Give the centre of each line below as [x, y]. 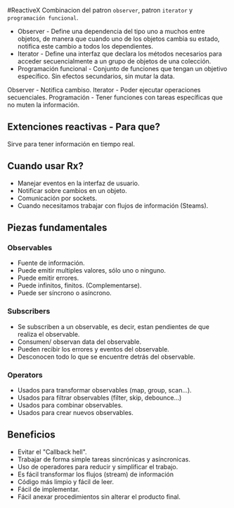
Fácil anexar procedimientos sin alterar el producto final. [99, 497]
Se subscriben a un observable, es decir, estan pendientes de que [113, 326]
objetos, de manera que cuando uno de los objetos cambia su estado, [118, 39]
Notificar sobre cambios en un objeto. [72, 190]
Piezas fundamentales [57, 228]
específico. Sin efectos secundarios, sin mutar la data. [96, 76]
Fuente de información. [51, 263]
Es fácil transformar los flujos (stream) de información [96, 474]
